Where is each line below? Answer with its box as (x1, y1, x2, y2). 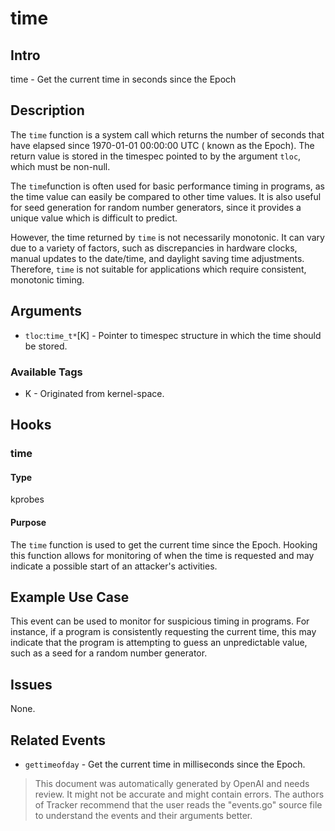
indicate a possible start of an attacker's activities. (10, 560, 218, 572)
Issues (10, 676, 53, 693)
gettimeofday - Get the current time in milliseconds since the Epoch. (24, 758, 306, 771)
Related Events (10, 732, 106, 749)
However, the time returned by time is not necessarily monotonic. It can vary (10, 231, 325, 243)
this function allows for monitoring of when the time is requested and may (10, 549, 315, 561)
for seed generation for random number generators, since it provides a (10, 201, 302, 213)
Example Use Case (10, 589, 130, 606)
